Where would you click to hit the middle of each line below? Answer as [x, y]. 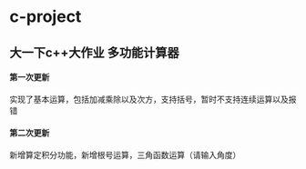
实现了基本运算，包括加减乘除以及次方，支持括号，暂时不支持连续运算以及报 [153, 99]
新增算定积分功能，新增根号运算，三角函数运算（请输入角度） [125, 154]
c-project [46, 17]
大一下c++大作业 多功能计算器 [94, 52]
